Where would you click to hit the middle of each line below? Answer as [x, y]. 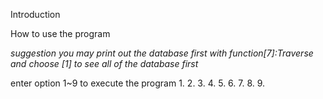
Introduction [35, 14]
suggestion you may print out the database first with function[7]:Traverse [162, 53]
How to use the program [60, 33]
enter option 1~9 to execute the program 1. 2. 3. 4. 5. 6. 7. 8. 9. [138, 83]
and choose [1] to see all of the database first [104, 63]
